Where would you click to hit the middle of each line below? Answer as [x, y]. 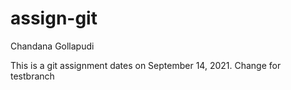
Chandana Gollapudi [52, 46]
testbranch [32, 76]
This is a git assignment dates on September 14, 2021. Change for [146, 65]
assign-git [54, 18]
